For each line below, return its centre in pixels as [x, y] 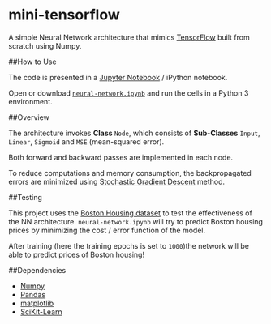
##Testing [26, 197]
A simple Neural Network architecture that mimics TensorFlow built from [129, 37]
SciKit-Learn [41, 311]
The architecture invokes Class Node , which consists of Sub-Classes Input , [135, 133]
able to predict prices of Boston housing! [76, 254]
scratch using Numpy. [45, 45]
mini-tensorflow [64, 15]
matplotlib [37, 303]
